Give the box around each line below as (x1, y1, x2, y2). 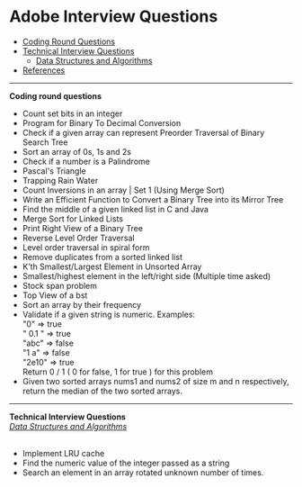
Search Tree (22, 137, 68, 148)
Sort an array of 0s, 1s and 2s (22, 146, 132, 157)
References (22, 65, 66, 76)
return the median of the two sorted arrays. (22, 385, 182, 396)
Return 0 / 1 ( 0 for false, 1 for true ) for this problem (22, 366, 214, 377)
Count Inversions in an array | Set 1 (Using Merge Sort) (22, 185, 225, 195)
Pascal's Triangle (22, 165, 87, 176)
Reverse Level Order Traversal (22, 232, 135, 243)
